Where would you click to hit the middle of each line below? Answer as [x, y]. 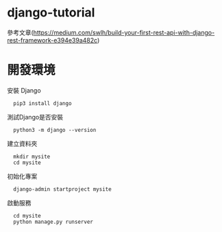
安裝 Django [24, 90]
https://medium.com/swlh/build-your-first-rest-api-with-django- [124, 32]
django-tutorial [51, 13]
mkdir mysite [32, 156]
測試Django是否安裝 [35, 117]
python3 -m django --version [55, 130]
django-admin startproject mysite [62, 189]
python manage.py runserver [53, 222]
